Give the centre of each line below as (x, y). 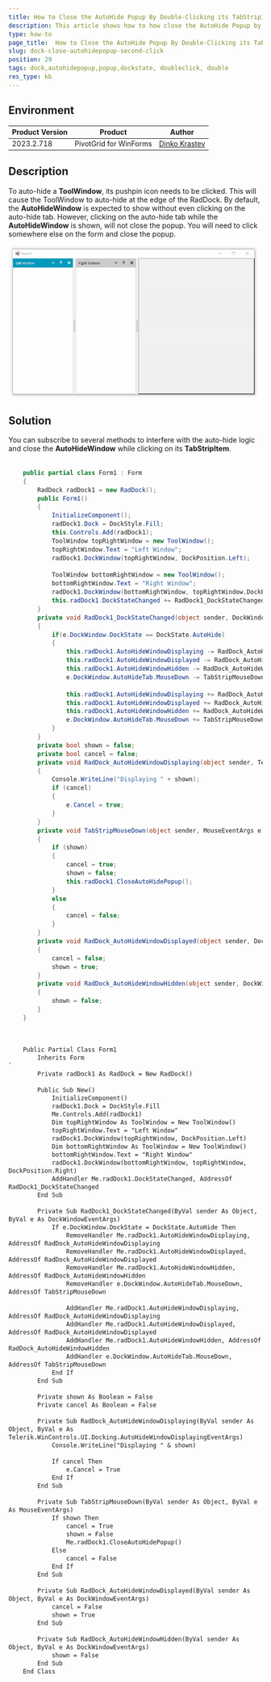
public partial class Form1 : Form (83, 472)
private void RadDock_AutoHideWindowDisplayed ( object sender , (144, 942)
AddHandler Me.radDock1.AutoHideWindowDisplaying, (153, 1308)
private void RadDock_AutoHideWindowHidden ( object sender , (139, 984)
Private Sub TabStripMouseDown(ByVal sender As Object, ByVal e (148, 1502)
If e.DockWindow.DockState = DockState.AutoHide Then (144, 1227)
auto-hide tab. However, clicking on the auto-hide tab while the (113, 216)
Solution (30, 420)
